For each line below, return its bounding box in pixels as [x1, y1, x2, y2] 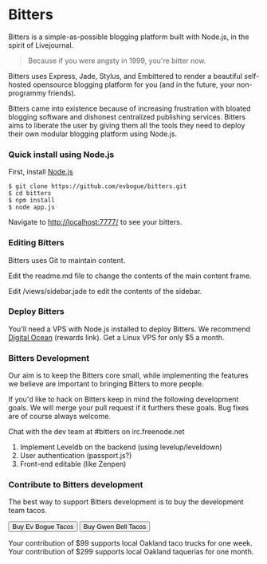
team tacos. [8, 506, 48, 515]
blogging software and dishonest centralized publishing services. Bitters [8, 112, 245, 121]
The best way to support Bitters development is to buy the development [8, 497, 245, 507]
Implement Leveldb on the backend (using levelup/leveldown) [19, 442, 222, 452]
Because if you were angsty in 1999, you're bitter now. [27, 56, 206, 65]
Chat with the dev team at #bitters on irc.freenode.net [8, 427, 185, 437]
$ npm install [8, 197, 56, 205]
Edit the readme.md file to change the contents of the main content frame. [8, 271, 253, 280]
